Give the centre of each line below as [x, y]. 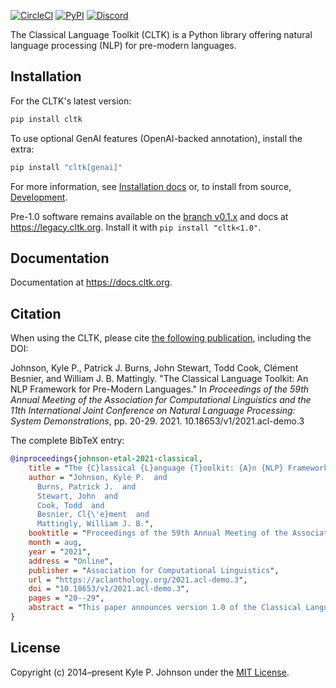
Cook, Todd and [70, 505]
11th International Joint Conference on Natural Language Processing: [153, 411]
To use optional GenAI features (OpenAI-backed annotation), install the [156, 138]
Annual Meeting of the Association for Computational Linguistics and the [161, 400]
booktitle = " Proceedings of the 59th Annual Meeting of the [158, 533]
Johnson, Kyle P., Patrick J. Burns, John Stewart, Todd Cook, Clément [154, 368]
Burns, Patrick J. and [86, 486]
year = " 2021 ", [60, 551]
